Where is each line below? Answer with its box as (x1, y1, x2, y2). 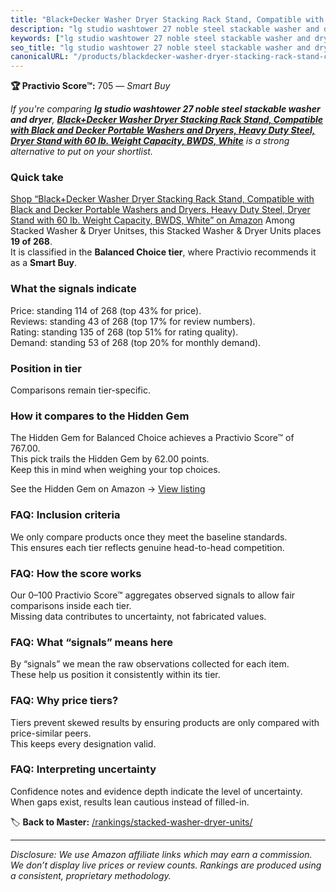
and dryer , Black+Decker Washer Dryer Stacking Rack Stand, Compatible (10, 114, 324, 126)
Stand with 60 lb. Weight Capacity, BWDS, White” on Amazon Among (10, 214, 295, 226)
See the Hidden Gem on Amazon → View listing (10, 483, 206, 495)
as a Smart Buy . (10, 257, 77, 269)
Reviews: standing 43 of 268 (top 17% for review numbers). (10, 315, 256, 327)
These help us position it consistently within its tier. (10, 669, 221, 681)
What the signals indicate (10, 282, 137, 296)
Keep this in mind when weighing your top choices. (10, 464, 221, 476)
